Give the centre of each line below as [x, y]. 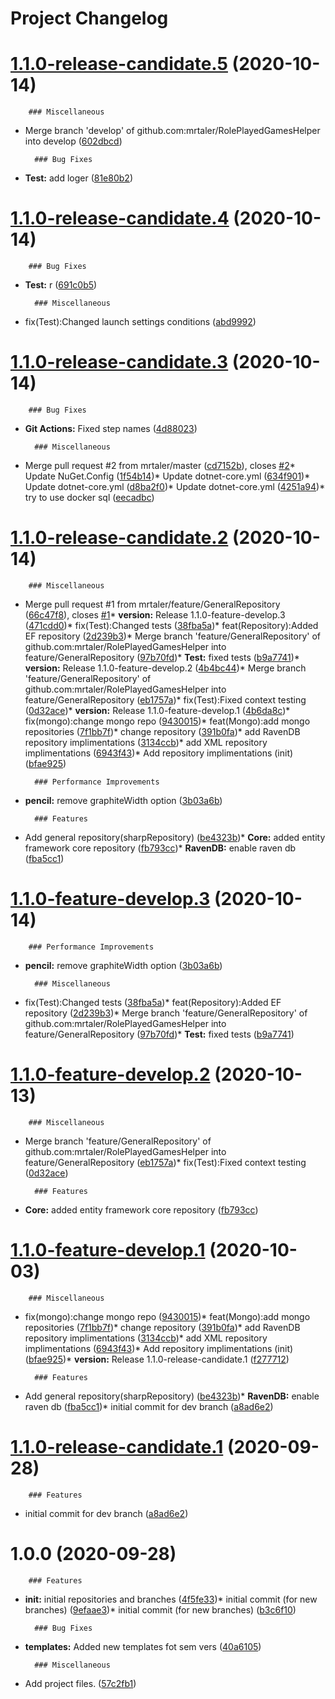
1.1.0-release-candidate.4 [120, 218]
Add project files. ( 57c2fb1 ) [80, 1683]
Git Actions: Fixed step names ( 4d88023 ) [111, 428]
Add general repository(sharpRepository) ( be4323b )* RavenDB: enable [172, 1396]
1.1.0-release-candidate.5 [119, 64]
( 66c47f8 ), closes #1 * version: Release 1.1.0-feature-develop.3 [155, 614]
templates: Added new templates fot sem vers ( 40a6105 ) [143, 1646]
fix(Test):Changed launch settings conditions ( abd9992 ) [140, 322]
